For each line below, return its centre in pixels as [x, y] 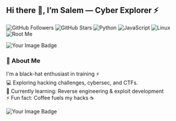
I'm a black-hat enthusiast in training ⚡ [53, 74]
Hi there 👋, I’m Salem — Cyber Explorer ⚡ [82, 10]
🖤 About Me [23, 60]
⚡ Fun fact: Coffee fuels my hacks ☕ [50, 98]
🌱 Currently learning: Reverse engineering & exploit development [85, 91]
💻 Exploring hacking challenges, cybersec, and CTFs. [72, 83]
